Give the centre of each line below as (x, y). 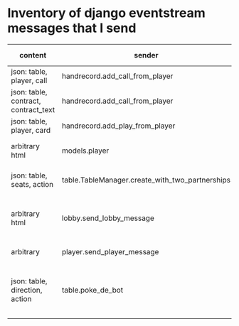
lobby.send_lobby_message (108, 218)
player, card (31, 130)
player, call (29, 80)
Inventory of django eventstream (107, 13)
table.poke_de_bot (92, 290)
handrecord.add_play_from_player (118, 126)
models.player (85, 151)
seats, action (32, 184)
